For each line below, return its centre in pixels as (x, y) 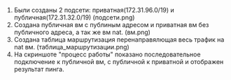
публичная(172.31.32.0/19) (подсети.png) (74, 17)
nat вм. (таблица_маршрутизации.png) (71, 47)
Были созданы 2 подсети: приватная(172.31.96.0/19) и (94, 10)
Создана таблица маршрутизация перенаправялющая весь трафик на (119, 40)
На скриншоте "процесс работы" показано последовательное (107, 54)
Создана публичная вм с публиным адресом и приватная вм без (111, 25)
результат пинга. (39, 69)
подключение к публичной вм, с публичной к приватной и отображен (119, 62)
